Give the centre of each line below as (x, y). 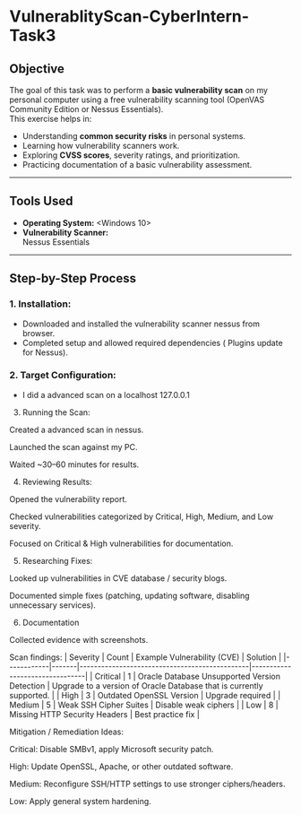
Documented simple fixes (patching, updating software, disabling (129, 595)
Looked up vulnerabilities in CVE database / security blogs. (118, 578)
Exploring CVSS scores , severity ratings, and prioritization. (131, 155)
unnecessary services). (53, 605)
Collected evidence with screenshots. (79, 639)
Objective (37, 69)
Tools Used (41, 201)
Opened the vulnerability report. (69, 499)
